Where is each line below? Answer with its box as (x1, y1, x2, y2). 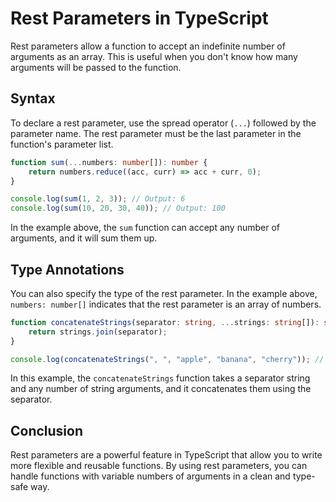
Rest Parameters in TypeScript (10, 7, 269, 30)
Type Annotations (10, 261, 125, 278)
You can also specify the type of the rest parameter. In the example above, (10, 287, 318, 299)
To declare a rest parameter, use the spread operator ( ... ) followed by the (10, 117, 317, 129)
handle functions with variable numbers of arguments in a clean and (10, 470, 291, 482)
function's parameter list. (10, 138, 114, 150)
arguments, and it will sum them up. (10, 232, 158, 244)
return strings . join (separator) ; (28, 327, 168, 337)
